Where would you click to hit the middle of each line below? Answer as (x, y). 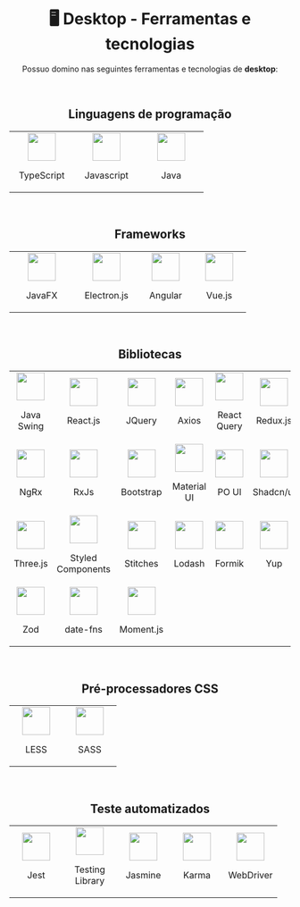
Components (84, 569)
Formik (229, 564)
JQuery (142, 421)
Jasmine (143, 875)
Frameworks (150, 235)
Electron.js (107, 295)
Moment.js (141, 630)
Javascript (107, 175)
